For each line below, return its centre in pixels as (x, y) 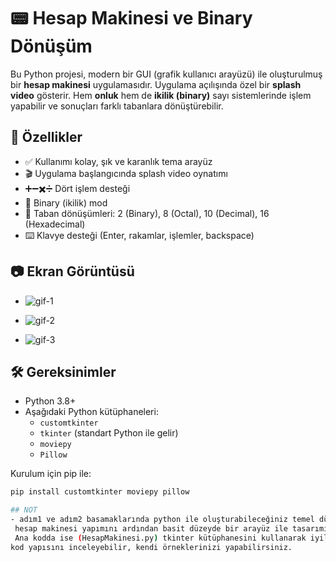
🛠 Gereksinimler (63, 371)
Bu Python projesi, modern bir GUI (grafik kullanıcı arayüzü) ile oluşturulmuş (166, 74)
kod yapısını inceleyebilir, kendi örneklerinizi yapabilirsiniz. (151, 547)
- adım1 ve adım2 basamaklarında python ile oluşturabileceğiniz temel (162, 520)
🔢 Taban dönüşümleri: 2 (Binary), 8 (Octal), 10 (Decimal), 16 (147, 213)
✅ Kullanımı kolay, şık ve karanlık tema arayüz (118, 161)
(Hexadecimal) (55, 224)
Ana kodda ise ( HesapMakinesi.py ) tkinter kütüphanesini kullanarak (160, 538)
